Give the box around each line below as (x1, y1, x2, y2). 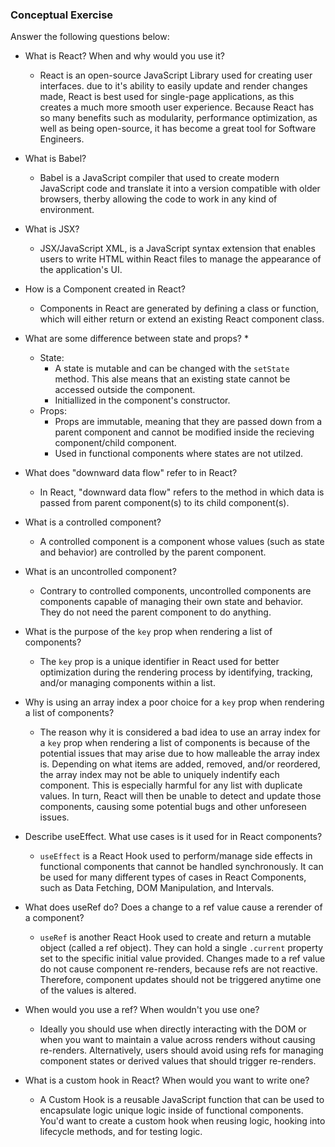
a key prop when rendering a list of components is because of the (39, 737, 311, 749)
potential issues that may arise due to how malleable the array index (39, 748, 321, 760)
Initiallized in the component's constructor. (54, 394, 231, 407)
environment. (39, 204, 95, 216)
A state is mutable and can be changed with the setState (54, 363, 290, 375)
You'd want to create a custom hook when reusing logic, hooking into (39, 1115, 326, 1127)
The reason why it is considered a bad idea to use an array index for (39, 726, 321, 738)
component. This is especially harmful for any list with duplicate (39, 779, 303, 792)
